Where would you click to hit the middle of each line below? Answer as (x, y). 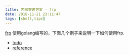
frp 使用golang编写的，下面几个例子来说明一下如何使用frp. (65, 33)
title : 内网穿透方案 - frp (31, 9)
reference (22, 48)
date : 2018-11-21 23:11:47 (33, 14)
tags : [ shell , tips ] (25, 18)
